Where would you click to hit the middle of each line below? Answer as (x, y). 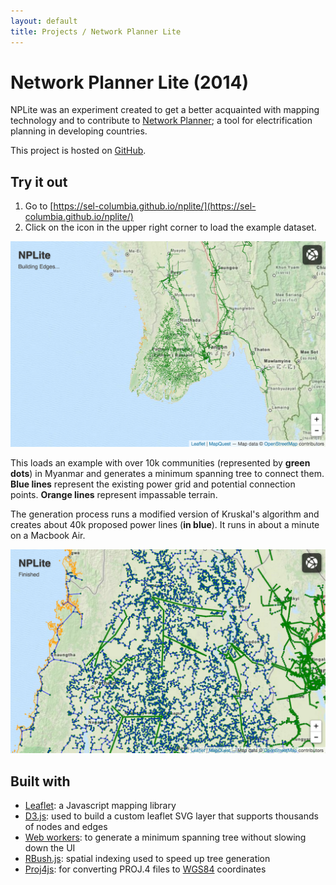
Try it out (39, 181)
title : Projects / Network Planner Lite (96, 31)
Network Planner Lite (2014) (130, 82)
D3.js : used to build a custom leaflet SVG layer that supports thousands (171, 816)
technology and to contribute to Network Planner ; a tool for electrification (161, 121)
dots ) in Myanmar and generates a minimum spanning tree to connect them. (167, 473)
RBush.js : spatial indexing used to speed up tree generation (147, 859)
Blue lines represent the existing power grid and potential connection (153, 484)
